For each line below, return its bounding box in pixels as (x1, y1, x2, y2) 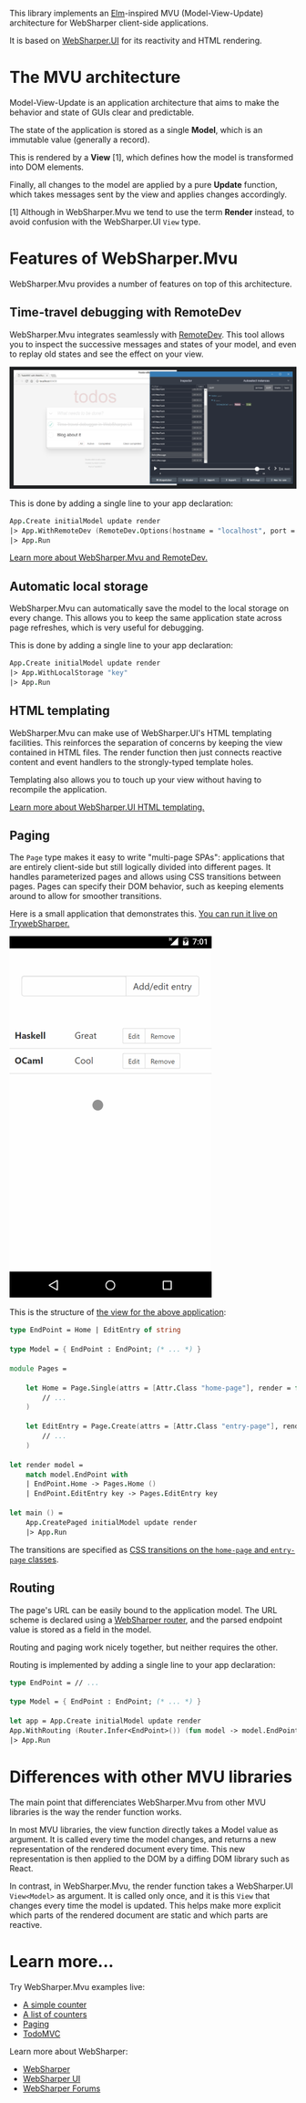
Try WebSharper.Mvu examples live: (9, 1981, 146, 1992)
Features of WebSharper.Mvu (9, 248, 239, 269)
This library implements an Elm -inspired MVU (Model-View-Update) (9, 8, 264, 18)
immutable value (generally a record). (9, 134, 150, 145)
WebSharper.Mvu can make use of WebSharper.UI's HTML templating (9, 727, 272, 738)
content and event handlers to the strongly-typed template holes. (9, 756, 254, 767)
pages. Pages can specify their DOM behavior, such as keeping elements (9, 881, 284, 892)
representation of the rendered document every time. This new (9, 1843, 246, 1854)
